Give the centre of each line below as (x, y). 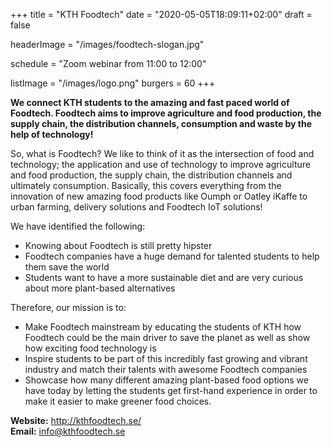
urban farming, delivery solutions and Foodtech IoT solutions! (136, 207)
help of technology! (52, 134)
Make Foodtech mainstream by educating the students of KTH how (163, 327)
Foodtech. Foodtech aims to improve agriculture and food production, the (166, 113)
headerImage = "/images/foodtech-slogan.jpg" (107, 44)
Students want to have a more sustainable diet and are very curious (164, 277)
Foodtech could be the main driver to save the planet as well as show (167, 337)
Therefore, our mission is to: (68, 307)
